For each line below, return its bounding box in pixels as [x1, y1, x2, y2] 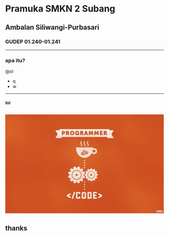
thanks [5, 224, 28, 232]
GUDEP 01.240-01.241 [5, 38, 60, 45]
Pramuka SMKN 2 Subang [5, 3, 116, 15]
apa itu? [5, 57, 26, 64]
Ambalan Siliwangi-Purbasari [5, 23, 100, 32]
